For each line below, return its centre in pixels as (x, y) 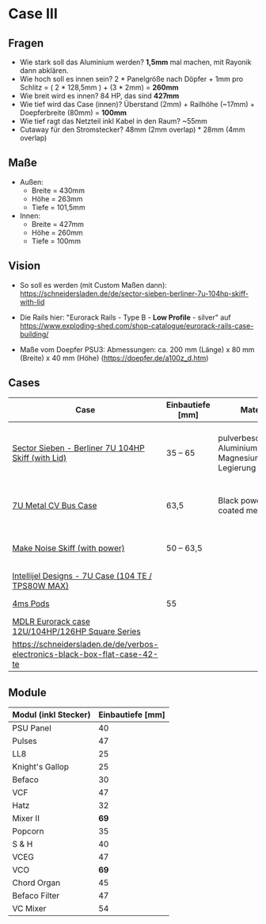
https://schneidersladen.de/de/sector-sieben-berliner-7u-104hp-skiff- (134, 293)
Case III (33, 14)
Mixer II (26, 819)
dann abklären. (44, 71)
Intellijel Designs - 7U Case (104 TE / (82, 576)
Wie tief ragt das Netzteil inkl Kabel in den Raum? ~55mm (114, 121)
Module (27, 692)
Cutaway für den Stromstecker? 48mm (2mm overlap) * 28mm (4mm (132, 129)
